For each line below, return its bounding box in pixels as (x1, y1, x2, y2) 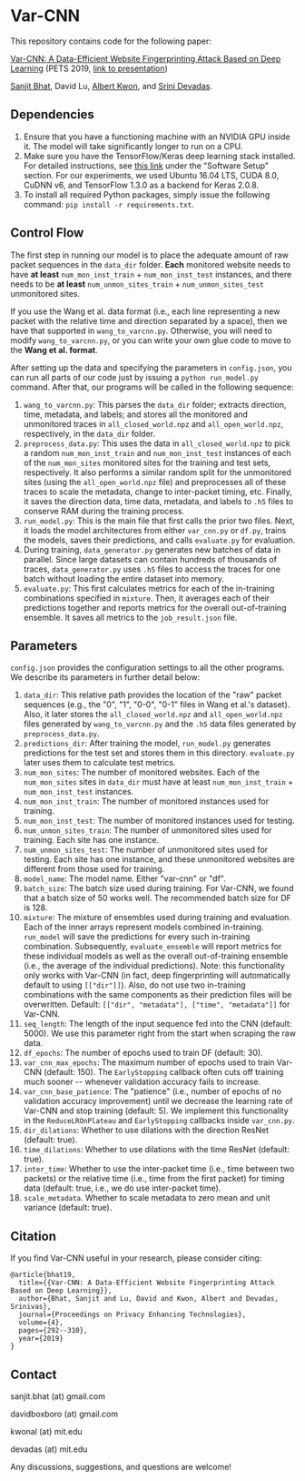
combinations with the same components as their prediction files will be (23, 989, 292, 1000)
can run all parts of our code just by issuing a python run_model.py (10, 371, 259, 382)
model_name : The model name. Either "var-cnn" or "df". (23, 873, 226, 884)
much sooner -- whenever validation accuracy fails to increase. (23, 1076, 261, 1088)
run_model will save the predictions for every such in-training (23, 931, 251, 942)
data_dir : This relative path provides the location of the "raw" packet (23, 689, 282, 701)
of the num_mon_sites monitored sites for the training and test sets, (23, 457, 271, 468)
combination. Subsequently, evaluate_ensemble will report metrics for (23, 941, 282, 952)
